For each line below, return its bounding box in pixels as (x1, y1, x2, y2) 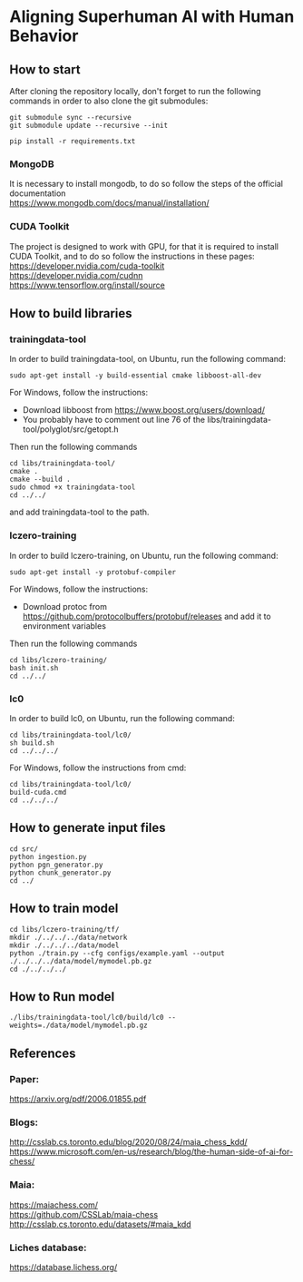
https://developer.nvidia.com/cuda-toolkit (9, 260, 165, 271)
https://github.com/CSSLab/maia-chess (9, 1209, 159, 1219)
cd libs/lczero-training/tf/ (9, 925, 120, 934)
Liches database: (9, 1241, 87, 1254)
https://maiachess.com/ (9, 1199, 98, 1210)
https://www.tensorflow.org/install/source (9, 279, 165, 290)
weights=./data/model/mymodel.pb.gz (9, 1021, 148, 1031)
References (9, 1045, 76, 1061)
